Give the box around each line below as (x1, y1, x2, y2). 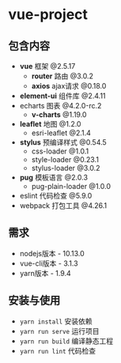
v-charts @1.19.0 (31, 110, 87, 119)
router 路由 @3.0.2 (31, 71, 93, 81)
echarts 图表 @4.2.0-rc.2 (19, 101, 102, 110)
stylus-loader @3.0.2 (31, 164, 100, 172)
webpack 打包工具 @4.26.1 (19, 201, 108, 210)
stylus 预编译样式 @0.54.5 (19, 138, 107, 147)
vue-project (8, 6, 89, 24)
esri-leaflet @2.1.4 (31, 128, 91, 138)
